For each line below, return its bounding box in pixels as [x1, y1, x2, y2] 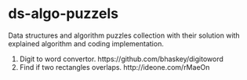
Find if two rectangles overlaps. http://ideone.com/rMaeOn [19, 62, 210, 71]
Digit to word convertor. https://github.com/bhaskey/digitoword [19, 54, 223, 64]
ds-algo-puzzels [8, 5, 119, 23]
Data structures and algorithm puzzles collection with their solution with [8, 31, 241, 40]
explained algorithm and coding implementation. [8, 38, 165, 48]
